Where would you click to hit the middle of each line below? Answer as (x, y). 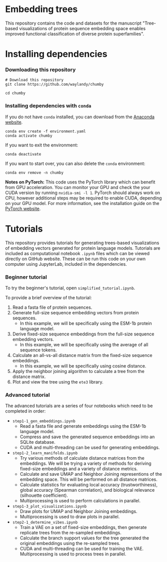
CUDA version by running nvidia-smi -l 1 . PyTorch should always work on (83, 193)
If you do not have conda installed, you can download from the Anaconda (80, 117)
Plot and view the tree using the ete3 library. (58, 382)
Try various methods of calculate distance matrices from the (82, 458)
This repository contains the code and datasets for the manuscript (73, 23)
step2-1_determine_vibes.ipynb (45, 522)
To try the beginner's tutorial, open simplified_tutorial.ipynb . (70, 288)
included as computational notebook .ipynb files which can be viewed (77, 253)
